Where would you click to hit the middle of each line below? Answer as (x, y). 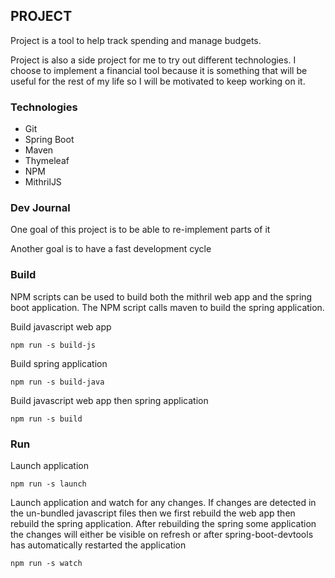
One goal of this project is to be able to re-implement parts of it (140, 230)
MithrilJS (43, 182)
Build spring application (59, 363)
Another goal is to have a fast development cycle (111, 249)
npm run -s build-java (57, 382)
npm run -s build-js (53, 345)
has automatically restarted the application (98, 545)
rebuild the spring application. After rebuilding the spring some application (163, 523)
